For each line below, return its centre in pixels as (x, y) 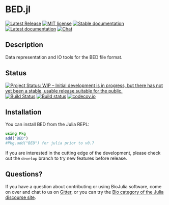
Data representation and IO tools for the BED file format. (64, 57)
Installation (23, 112)
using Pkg (16, 134)
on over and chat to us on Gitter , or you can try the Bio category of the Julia (84, 192)
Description (24, 45)
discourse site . (21, 197)
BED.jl (18, 9)
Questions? (24, 174)
